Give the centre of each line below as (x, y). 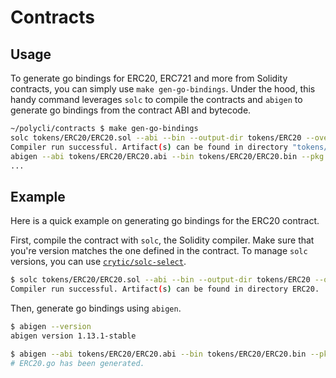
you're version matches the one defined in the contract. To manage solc (159, 251)
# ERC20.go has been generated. (77, 363)
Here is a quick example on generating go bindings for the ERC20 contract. (165, 221)
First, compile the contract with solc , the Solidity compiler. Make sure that (162, 240)
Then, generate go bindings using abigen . (96, 308)
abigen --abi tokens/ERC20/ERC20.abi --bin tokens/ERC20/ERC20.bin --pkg (167, 156)
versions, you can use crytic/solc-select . (98, 262)
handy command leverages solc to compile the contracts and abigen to (156, 99)
